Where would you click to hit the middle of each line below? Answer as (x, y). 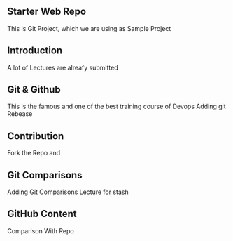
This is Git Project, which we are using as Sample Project (89, 28)
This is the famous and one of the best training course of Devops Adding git (116, 106)
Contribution (36, 136)
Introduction (35, 51)
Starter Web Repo (47, 12)
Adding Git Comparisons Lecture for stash (68, 192)
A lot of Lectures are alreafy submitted (63, 67)
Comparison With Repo (41, 230)
